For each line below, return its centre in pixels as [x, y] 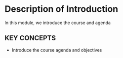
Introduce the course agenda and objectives [57, 50]
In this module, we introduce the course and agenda [58, 23]
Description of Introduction [61, 9]
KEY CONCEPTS [30, 38]
